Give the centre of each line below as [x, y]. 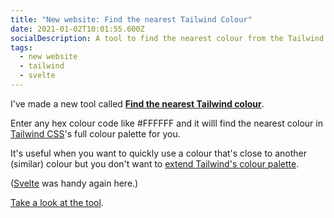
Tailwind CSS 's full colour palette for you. [95, 133]
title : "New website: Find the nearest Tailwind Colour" [131, 19]
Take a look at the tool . [57, 202]
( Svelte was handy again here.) [74, 183]
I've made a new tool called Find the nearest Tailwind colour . [137, 103]
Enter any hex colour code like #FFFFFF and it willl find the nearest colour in [166, 123]
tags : [21, 47]
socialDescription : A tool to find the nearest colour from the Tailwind [167, 38]
